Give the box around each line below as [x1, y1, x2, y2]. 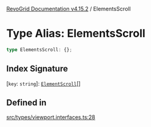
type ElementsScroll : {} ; [6, 46, 72, 53]
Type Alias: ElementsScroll [6, 27, 145, 40]
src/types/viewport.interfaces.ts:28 [6, 114, 96, 121]
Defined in [6, 98, 47, 108]
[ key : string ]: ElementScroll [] [6, 79, 81, 87]
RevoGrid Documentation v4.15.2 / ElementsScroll [6, 5, 131, 12]
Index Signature [6, 64, 68, 74]
